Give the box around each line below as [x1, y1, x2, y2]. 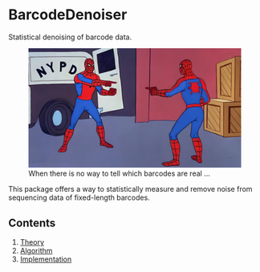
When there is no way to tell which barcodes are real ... [28, 168, 210, 178]
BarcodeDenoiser [8, 6, 128, 24]
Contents [8, 216, 56, 229]
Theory [19, 237, 45, 247]
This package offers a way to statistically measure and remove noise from [8, 185, 253, 194]
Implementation [19, 254, 72, 264]
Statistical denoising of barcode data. [8, 32, 132, 42]
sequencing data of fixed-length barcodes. [8, 193, 150, 202]
